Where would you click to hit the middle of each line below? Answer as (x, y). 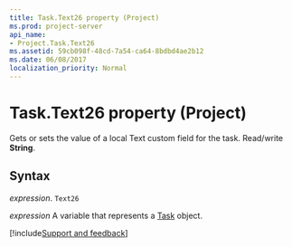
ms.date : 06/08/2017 (48, 60)
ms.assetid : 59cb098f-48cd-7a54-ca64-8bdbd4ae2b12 (107, 52)
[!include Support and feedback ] (69, 233)
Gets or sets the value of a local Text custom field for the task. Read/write (146, 138)
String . (23, 147)
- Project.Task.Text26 (52, 43)
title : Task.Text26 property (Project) (85, 18)
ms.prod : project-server (56, 26)
